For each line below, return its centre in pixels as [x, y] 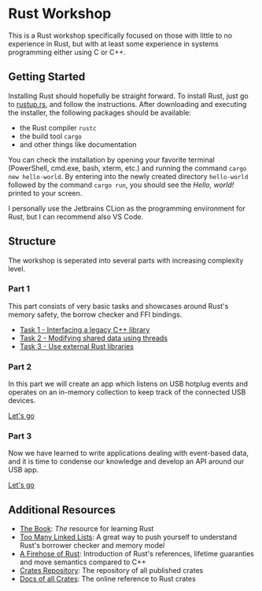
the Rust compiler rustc [58, 127]
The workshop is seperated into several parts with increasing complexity [126, 260]
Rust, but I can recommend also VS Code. [76, 216]
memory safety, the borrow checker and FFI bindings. [95, 314]
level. [17, 269]
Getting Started [47, 77]
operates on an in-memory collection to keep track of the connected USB [127, 392]
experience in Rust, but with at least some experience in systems [113, 43]
